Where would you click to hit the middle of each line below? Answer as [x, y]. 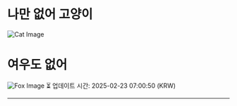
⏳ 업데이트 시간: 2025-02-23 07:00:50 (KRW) [111, 86]
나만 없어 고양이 [50, 14]
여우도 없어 [37, 65]
